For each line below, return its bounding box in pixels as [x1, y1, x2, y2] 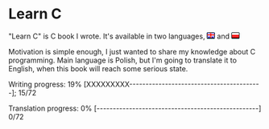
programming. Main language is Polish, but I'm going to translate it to [8, 55, 238, 65]
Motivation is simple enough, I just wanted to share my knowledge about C [8, 46, 256, 56]
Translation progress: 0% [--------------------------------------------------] [8, 103, 262, 113]
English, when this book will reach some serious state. [8, 63, 188, 73]
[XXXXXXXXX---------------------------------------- [83, 79, 259, 89]
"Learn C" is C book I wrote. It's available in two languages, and [8, 31, 230, 41]
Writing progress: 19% [8, 79, 82, 89]
